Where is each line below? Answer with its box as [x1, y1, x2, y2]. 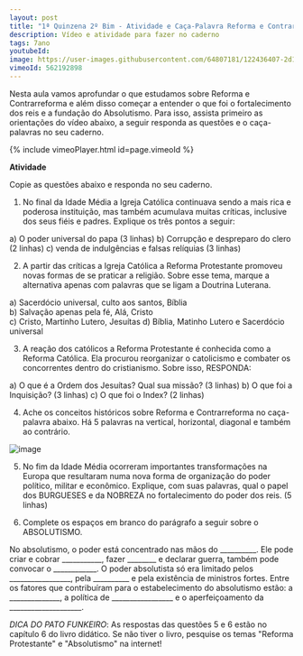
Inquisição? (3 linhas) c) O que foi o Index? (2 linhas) [9, 389, 205, 400]
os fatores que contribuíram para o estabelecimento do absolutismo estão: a [9, 582, 293, 593]
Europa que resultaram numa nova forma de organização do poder [22, 470, 271, 481]
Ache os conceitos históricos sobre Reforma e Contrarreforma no [22, 407, 266, 418]
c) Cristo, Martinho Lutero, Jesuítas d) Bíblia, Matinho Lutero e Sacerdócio [9, 316, 285, 327]
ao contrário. [22, 426, 70, 437]
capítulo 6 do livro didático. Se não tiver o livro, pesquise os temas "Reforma [9, 628, 294, 639]
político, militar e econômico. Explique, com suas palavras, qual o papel [22, 480, 289, 491]
